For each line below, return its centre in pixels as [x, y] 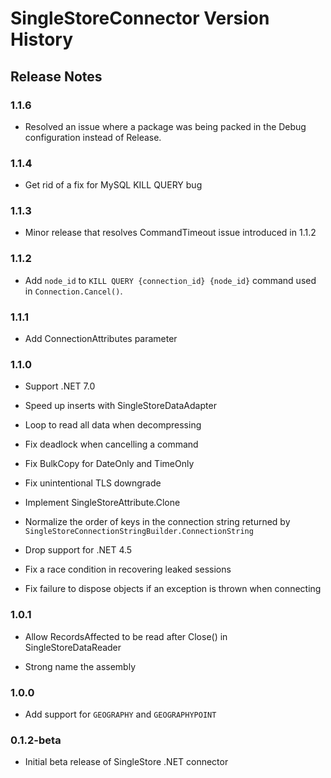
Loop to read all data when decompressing [113, 425]
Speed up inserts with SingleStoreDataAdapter [120, 406]
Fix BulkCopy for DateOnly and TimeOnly [109, 464]
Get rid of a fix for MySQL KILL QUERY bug [113, 185]
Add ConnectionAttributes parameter [101, 339]
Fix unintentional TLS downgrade [93, 483]
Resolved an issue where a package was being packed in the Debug [165, 126]
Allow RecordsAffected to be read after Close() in [126, 636]
